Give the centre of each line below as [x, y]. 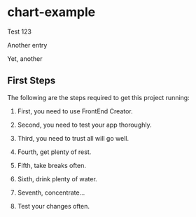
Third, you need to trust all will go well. [73, 138]
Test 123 [19, 31]
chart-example [51, 12]
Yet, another [25, 58]
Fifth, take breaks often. [51, 165]
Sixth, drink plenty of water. [57, 178]
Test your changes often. [53, 206]
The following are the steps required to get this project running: [99, 97]
